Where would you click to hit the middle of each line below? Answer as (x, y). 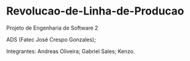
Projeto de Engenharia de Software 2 (52, 28)
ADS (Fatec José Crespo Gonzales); (51, 39)
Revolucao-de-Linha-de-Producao (95, 11)
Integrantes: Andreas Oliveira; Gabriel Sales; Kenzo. (70, 51)
